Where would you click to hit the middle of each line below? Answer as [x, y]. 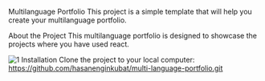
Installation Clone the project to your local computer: [108, 60]
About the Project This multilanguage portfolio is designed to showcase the [132, 36]
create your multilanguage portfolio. [67, 20]
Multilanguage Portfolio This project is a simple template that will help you [130, 12]
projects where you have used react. [69, 44]
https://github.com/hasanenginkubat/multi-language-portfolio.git [116, 68]
